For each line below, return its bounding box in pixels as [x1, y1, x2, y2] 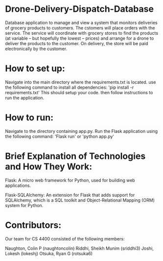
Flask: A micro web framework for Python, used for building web [5, 177, 136, 183]
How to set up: [5, 63, 65, 74]
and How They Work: [5, 161, 93, 172]
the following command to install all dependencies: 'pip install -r [5, 84, 134, 90]
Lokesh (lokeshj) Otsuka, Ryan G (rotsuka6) [5, 250, 93, 256]
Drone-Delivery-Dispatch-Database [5, 3, 154, 15]
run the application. [5, 95, 45, 101]
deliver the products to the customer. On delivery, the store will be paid [5, 40, 148, 46]
